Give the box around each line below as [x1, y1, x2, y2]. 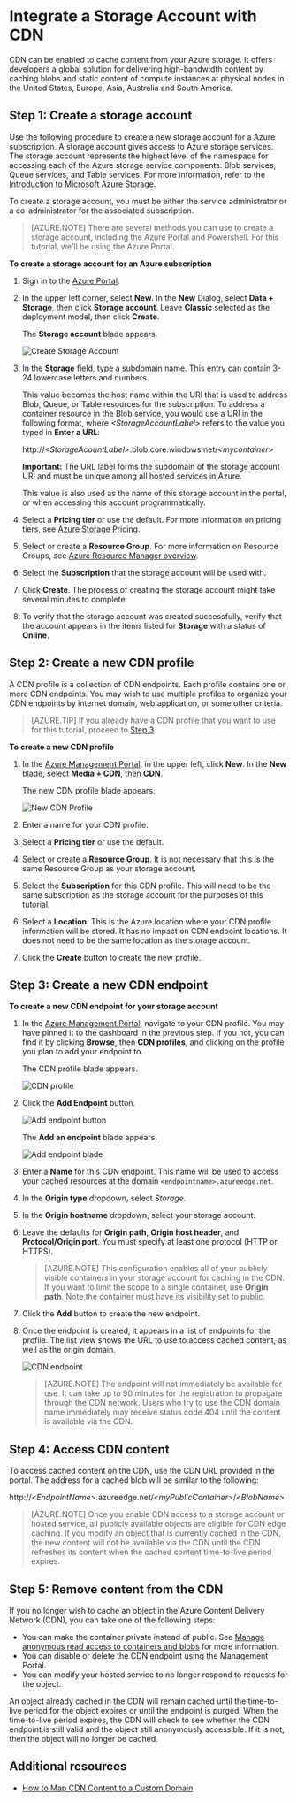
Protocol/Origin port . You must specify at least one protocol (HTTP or [21, 1237, 278, 1247]
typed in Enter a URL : [21, 426, 100, 437]
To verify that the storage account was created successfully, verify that [21, 610, 283, 621]
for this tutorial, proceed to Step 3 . [30, 724, 156, 735]
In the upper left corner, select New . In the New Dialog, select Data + [21, 292, 274, 303]
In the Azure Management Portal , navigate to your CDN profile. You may [21, 1018, 285, 1029]
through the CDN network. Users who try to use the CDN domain [43, 1398, 281, 1408]
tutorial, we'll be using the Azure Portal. [30, 241, 175, 251]
